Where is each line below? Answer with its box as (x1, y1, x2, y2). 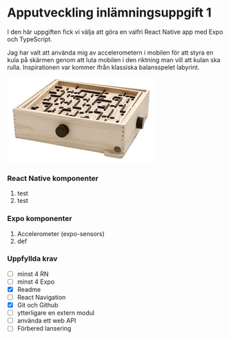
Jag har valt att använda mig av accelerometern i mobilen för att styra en (7, 48, 213, 57)
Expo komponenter (7, 214, 72, 224)
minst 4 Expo (17, 278, 55, 286)
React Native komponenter (7, 173, 98, 183)
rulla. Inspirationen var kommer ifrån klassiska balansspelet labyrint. (7, 63, 200, 71)
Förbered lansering (17, 325, 72, 333)
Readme (17, 285, 41, 293)
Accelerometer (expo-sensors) (17, 229, 105, 238)
